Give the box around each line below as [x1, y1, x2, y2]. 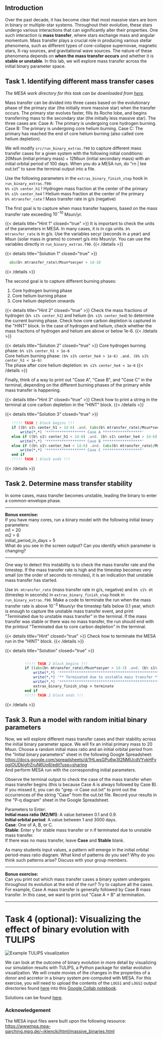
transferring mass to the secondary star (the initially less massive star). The [5, 115, 156, 121]
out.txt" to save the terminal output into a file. [5, 166, 96, 171]
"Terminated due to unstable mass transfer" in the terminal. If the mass [5, 613, 147, 619]
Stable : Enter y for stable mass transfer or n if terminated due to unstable [5, 827, 152, 833]
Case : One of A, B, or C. [5, 822, 53, 828]
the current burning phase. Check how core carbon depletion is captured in [5, 318, 156, 324]
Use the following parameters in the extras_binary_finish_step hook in [5, 175, 148, 181]
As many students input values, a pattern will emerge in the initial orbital [5, 847, 149, 853]
